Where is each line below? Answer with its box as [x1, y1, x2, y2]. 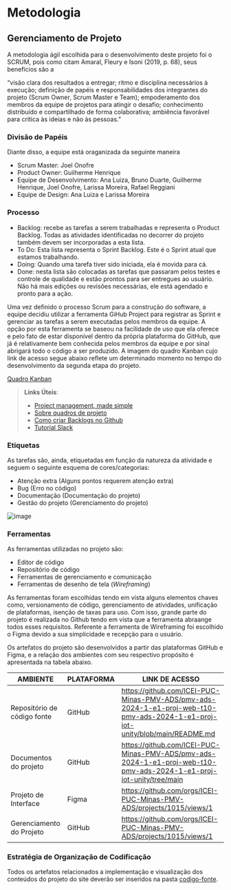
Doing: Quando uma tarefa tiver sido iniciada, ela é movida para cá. [16, 260, 208, 268]
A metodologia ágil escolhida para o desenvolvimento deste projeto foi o [7, 50, 212, 59]
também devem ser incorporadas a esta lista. [16, 238, 146, 246]
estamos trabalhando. [16, 253, 79, 261]
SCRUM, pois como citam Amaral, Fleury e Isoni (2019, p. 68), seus [7, 58, 197, 66]
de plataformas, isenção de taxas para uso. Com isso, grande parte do [7, 608, 207, 617]
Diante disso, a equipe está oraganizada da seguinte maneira [7, 148, 180, 156]
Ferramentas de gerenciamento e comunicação [16, 573, 152, 581]
